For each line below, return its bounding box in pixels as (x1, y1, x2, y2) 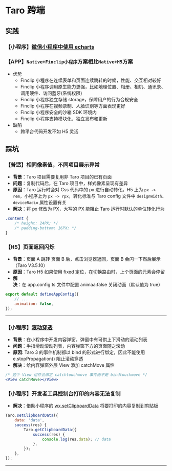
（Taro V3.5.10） (12, 262, 48, 268)
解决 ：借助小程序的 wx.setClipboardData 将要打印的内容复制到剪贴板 (12, 402, 159, 409)
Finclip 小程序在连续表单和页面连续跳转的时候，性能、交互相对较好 (20, 77, 161, 83)
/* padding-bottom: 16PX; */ (14, 226, 77, 231)
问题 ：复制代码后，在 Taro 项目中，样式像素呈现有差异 (12, 180, 128, 187)
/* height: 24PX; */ (14, 221, 58, 226)
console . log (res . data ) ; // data (41, 437, 111, 442)
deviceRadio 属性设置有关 (12, 199, 67, 206)
